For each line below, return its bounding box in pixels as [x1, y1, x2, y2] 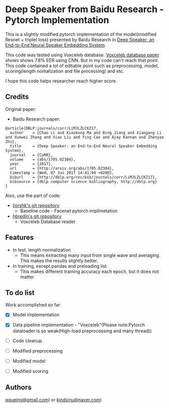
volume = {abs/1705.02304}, [10, 156, 76, 162]
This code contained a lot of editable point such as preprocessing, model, [5, 62, 159, 69]
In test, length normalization [12, 246, 71, 253]
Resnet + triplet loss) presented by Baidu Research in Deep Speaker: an [5, 37, 155, 43]
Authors [5, 383, 32, 392]
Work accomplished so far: [5, 302, 62, 308]
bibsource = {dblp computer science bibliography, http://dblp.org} [10, 179, 157, 184]
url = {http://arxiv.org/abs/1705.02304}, [10, 166, 114, 171]
